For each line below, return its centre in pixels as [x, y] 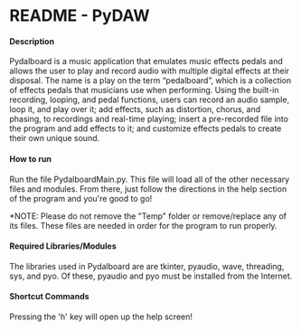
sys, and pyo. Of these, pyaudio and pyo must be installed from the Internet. [151, 276]
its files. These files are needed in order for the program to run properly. [143, 225]
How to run [31, 158]
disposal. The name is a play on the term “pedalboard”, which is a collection [150, 80]
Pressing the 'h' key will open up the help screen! [101, 317]
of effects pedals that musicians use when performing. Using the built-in [144, 90]
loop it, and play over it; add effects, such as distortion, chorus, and [135, 109]
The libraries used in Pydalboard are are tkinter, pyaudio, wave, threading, [147, 266]
